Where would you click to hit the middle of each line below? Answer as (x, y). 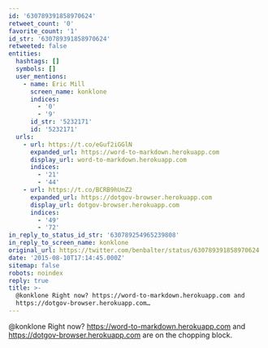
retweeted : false (38, 46)
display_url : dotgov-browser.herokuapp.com (105, 205)
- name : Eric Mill (54, 84)
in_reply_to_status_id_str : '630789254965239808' (94, 235)
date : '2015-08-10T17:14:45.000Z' (67, 258)
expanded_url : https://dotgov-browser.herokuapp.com (121, 197)
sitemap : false (34, 265)
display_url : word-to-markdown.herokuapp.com (108, 159)
